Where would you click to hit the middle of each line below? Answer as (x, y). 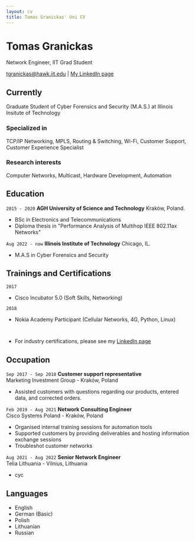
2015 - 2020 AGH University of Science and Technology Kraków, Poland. (96, 208)
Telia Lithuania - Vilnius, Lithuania (47, 464)
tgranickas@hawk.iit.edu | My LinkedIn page (60, 74)
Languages (27, 494)
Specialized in (27, 128)
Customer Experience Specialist (45, 147)
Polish (22, 520)
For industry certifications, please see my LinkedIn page (83, 341)
